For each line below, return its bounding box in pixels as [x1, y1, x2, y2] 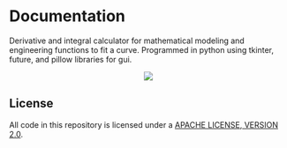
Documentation [9, 6, 126, 26]
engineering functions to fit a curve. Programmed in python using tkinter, [9, 44, 274, 55]
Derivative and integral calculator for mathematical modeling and [9, 35, 245, 46]
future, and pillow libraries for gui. [9, 54, 132, 64]
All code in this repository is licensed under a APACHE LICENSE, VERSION [9, 119, 279, 129]
